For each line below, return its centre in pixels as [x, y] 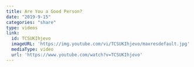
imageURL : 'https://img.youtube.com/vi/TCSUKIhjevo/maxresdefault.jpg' [101, 44]
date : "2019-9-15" [28, 17]
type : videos [22, 28]
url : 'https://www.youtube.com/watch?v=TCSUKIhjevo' [77, 55]
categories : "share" [31, 22]
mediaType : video [33, 50]
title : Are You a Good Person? [44, 11]
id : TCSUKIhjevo [31, 38]
